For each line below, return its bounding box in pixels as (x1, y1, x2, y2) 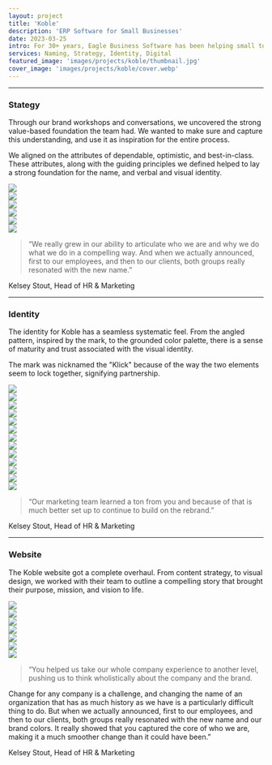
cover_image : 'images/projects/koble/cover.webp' (8, 65, 180, 73)
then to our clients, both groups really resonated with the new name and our (8, 715, 262, 724)
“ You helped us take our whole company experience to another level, (28, 664, 259, 674)
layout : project (8, 11, 63, 20)
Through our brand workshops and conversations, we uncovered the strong (8, 118, 261, 127)
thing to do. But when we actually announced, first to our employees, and (8, 706, 253, 716)
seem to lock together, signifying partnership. (8, 368, 160, 378)
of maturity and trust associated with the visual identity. (8, 344, 194, 354)
